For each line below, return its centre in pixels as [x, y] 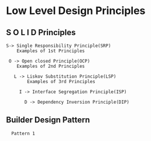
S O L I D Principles [41, 32]
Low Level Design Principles [76, 11]
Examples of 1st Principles [51, 51]
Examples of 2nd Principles [51, 66]
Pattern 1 [23, 133]
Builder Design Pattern [48, 120]
